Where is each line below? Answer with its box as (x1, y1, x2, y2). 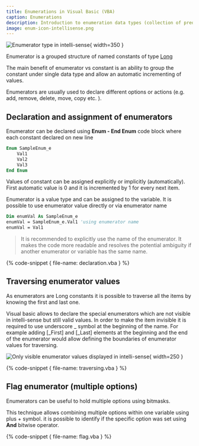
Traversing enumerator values (6, 277, 120, 287)
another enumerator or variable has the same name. (20, 248, 148, 255)
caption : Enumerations (6, 14, 62, 20)
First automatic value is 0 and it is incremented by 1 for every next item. (6, 184, 180, 191)
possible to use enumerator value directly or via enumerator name (6, 202, 168, 209)
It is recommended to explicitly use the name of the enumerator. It (20, 235, 182, 243)
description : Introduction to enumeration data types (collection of (6, 20, 182, 25)
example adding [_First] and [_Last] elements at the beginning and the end (6, 329, 188, 336)
